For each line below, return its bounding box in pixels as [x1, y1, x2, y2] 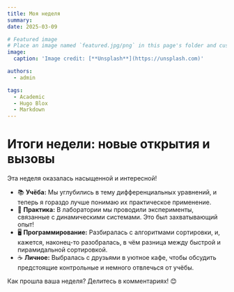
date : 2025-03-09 [7, 23, 58, 30]
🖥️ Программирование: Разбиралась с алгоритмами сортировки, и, [17, 228, 221, 237]
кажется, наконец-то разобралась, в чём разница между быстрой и [17, 238, 221, 247]
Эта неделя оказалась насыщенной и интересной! [7, 174, 157, 183]
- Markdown [13, 106, 45, 114]
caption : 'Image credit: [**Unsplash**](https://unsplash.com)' [13, 55, 204, 63]
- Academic [13, 93, 45, 100]
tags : [7, 86, 23, 94]
